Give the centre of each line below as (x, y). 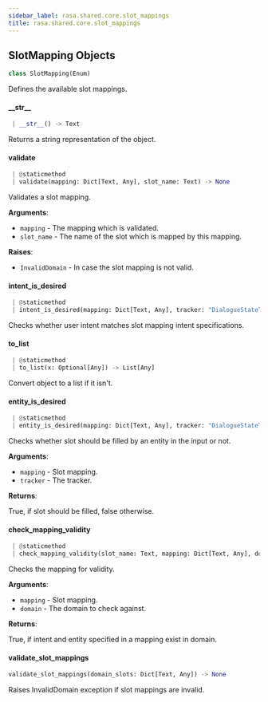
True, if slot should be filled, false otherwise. (81, 511)
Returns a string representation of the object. (82, 140)
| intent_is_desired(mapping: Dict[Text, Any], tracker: (108, 310)
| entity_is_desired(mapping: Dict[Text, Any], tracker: (108, 426)
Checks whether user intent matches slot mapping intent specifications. (126, 325)
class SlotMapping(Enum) (49, 74)
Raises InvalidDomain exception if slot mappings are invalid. (106, 690)
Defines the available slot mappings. (68, 89)
